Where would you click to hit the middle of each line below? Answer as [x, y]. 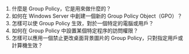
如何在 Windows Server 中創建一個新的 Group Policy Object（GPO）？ [97, 16]
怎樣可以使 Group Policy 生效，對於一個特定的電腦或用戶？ [82, 23]
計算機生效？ [27, 45]
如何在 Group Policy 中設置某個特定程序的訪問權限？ [75, 31]
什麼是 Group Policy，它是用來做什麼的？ [61, 9]
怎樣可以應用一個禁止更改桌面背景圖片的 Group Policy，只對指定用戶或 [97, 38]
